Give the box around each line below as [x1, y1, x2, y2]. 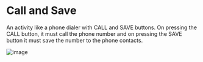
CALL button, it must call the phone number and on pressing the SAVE [6, 30, 182, 37]
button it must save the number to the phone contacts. [6, 36, 143, 44]
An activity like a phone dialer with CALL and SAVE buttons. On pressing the [6, 24, 197, 31]
